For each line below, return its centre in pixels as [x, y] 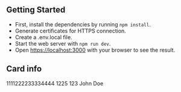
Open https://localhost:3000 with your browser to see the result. [95, 50]
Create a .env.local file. [43, 37]
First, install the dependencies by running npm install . [83, 24]
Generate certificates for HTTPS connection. [71, 31]
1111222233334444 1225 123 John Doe [55, 83]
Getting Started [36, 10]
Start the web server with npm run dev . [63, 43]
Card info [24, 69]
